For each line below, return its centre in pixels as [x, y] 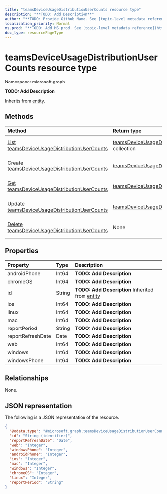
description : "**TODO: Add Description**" [50, 14]
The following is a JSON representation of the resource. [62, 417]
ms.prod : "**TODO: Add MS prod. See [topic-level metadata [68, 28]
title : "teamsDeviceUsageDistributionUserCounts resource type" [73, 10]
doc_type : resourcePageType [34, 33]
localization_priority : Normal [38, 24]
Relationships [27, 378]
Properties [22, 251]
